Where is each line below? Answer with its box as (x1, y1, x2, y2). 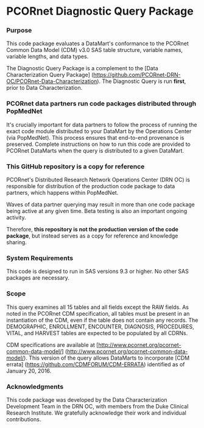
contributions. (6, 415, 41, 423)
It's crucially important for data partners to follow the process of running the (6, 121, 197, 128)
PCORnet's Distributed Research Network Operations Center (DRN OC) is (6, 176, 191, 184)
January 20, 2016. (6, 367, 52, 374)
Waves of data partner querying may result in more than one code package (6, 201, 195, 208)
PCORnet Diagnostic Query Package (6, 4, 194, 18)
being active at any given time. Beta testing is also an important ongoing (6, 208, 188, 215)
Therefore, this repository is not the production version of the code (6, 226, 178, 233)
